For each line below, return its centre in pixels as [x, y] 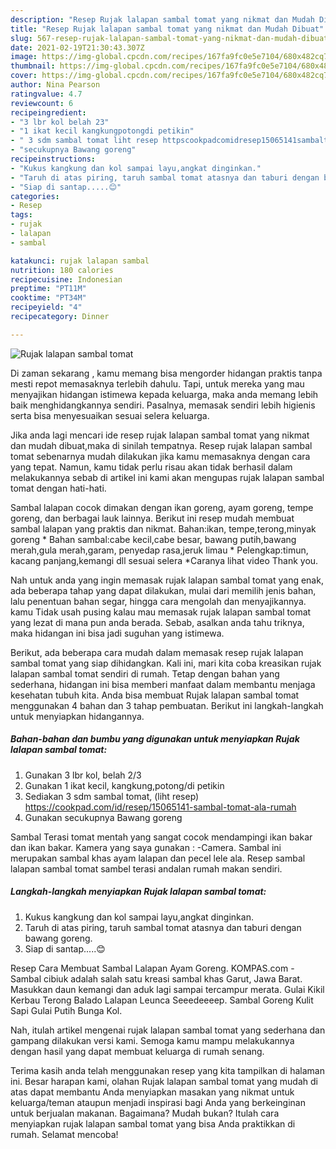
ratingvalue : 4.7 [46, 94]
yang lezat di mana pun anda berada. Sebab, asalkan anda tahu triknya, [157, 622]
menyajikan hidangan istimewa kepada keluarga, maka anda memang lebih [164, 394]
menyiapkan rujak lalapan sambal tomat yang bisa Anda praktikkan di [153, 1123]
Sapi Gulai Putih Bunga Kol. [66, 1010]
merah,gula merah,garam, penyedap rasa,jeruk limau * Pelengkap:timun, [159, 550]
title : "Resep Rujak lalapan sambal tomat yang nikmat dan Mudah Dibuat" [167, 29]
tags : [21, 215]
